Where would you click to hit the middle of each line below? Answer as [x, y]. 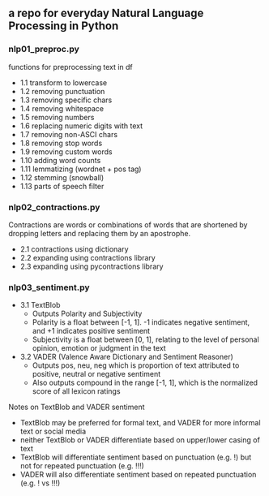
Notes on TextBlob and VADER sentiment [77, 407]
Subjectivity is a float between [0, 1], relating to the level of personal [145, 339]
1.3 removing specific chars [66, 100]
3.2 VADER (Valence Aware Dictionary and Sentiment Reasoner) [126, 357]
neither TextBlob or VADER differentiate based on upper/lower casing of [140, 440]
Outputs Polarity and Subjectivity [87, 314]
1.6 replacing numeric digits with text [81, 126]
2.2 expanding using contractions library [88, 257]
